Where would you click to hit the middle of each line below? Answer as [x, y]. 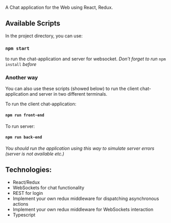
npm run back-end [24, 138]
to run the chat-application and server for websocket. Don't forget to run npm [86, 59]
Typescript [24, 215]
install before [21, 64]
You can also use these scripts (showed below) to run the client [72, 88]
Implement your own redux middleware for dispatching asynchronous [86, 198]
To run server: [20, 126]
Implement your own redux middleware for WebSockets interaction [83, 209]
